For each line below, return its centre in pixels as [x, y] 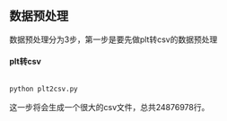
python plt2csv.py [44, 89]
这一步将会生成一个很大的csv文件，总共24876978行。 [109, 107]
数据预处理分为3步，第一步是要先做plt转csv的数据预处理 [113, 39]
